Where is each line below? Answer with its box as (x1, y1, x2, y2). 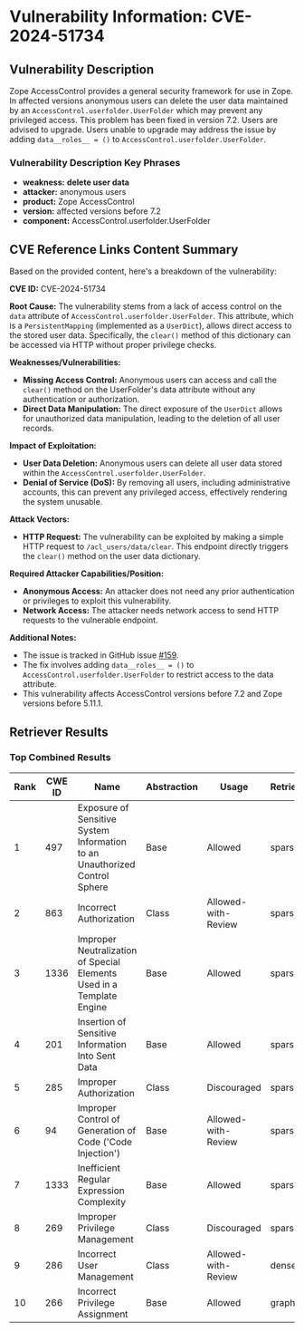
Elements (77, 967, 118, 980)
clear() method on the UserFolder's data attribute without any (22, 384, 256, 395)
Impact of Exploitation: (9, 440, 97, 451)
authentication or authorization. (22, 394, 140, 405)
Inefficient (77, 1162, 120, 1174)
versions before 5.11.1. (22, 698, 104, 709)
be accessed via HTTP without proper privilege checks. (9, 340, 217, 351)
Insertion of (77, 1015, 127, 1028)
